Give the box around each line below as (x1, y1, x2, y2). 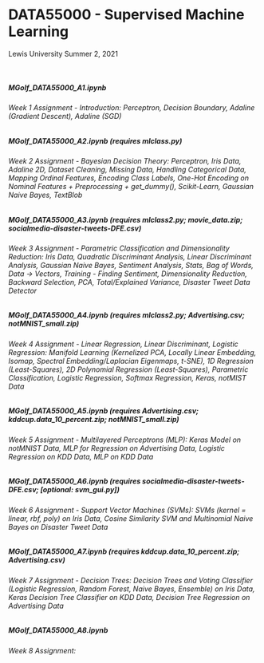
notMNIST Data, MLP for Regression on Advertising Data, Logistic (8, 443, 226, 452)
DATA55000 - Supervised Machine (8, 6, 245, 24)
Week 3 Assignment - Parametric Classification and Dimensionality (8, 243, 230, 253)
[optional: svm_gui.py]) (40, 485, 120, 495)
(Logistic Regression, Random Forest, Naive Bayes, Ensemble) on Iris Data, (8, 584, 255, 594)
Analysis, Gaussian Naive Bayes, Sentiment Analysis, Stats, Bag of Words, (8, 260, 254, 270)
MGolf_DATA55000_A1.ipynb (8, 82, 107, 93)
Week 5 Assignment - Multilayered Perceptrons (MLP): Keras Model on (8, 435, 242, 444)
